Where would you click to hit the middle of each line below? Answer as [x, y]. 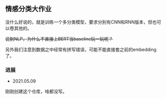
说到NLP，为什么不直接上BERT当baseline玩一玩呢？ [59, 38]
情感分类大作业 [28, 9]
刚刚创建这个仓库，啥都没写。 [36, 91]
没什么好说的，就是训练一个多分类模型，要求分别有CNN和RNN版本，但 [79, 22]
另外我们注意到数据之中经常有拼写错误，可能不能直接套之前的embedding [81, 49]
